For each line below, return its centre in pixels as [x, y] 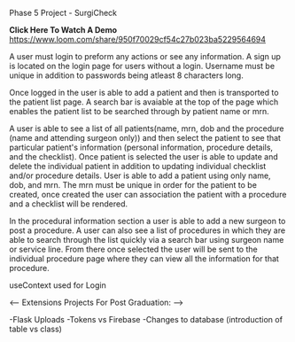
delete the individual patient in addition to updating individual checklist [138, 166]
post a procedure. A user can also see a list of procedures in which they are [147, 230]
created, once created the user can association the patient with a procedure [148, 194]
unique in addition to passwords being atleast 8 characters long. [126, 75]
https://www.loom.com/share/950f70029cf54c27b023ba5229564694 [138, 39]
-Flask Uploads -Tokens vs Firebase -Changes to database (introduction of [146, 319]
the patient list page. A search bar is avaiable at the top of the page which [144, 102]
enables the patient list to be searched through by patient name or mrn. [139, 111]
